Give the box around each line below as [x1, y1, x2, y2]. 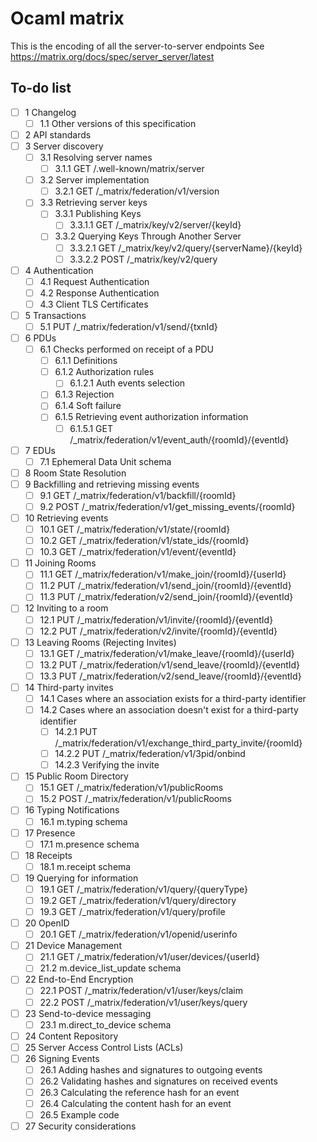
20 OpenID [24, 917, 70, 929]
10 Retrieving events [24, 512, 109, 524]
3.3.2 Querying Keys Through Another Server [54, 230, 242, 242]
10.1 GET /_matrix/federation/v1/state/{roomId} [39, 523, 231, 535]
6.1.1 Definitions [54, 355, 118, 367]
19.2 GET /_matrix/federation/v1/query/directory [39, 894, 237, 906]
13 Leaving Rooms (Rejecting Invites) [24, 636, 177, 648]
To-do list [10, 80, 72, 97]
